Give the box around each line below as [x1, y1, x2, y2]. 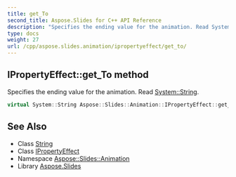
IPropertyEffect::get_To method [7, 69, 149, 81]
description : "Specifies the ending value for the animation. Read [7, 23, 209, 30]
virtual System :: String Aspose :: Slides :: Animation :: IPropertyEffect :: [7, 101, 218, 108]
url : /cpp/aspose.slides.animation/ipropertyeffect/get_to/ [7, 43, 188, 50]
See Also [7, 121, 47, 133]
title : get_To [7, 10, 49, 18]
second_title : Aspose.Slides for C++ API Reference [7, 17, 162, 24]
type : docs [7, 29, 39, 37]
